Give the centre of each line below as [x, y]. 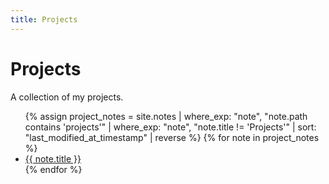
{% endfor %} [53, 169]
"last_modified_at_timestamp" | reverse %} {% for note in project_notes [172, 137]
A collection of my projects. [67, 97]
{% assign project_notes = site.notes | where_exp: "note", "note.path [166, 116]
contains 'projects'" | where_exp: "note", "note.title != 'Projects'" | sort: [170, 127]
